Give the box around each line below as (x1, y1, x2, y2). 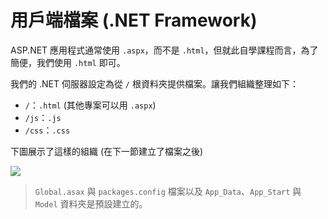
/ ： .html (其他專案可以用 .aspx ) (24, 99, 157, 111)
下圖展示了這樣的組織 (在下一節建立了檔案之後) (10, 145, 204, 157)
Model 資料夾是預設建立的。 (34, 197, 148, 210)
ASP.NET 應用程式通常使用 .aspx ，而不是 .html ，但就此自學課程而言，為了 (10, 44, 319, 56)
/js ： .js (24, 111, 62, 123)
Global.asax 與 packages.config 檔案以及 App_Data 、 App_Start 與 (34, 185, 302, 197)
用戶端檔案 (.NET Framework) (10, 9, 258, 32)
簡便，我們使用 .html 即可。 (10, 56, 126, 68)
